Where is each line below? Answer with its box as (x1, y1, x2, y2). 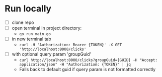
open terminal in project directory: (11, 25, 82, 31)
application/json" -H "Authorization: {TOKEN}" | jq (19, 62, 131, 67)
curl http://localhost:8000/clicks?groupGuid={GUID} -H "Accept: (19, 58, 158, 63)
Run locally (4, 3, 52, 14)
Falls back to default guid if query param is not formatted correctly (19, 67, 156, 73)
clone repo (11, 19, 34, 25)
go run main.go (19, 32, 51, 37)
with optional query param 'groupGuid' (11, 51, 91, 57)
